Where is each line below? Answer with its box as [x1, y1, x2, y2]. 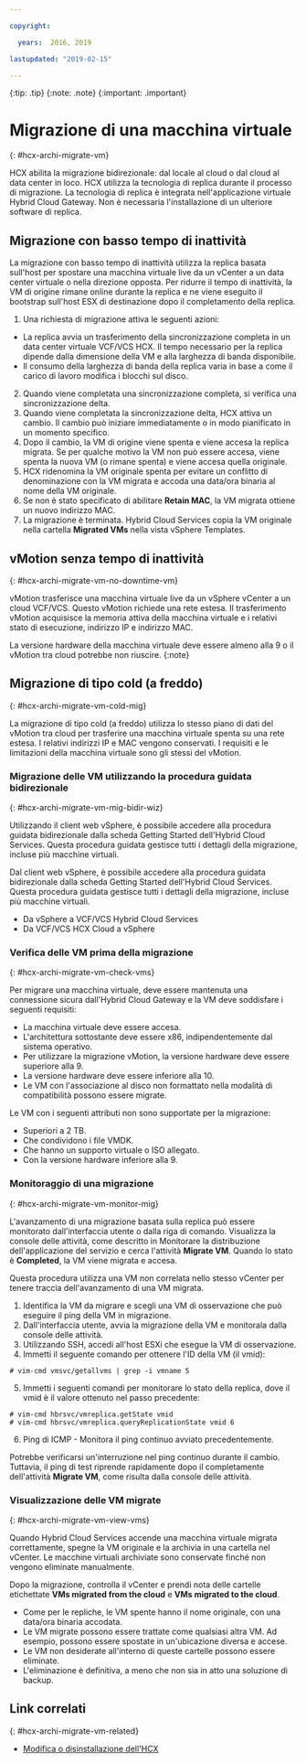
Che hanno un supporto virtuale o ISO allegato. [22, 1145, 200, 1156]
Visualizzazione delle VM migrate [9, 1493, 162, 1506]
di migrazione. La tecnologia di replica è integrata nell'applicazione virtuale [9, 187, 291, 198]
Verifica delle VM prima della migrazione [9, 946, 194, 959]
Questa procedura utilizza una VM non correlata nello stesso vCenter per [9, 1273, 285, 1284]
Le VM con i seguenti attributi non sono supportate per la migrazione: [9, 1108, 271, 1119]
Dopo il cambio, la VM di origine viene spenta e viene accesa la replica [22, 436, 290, 448]
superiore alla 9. [22, 1060, 84, 1071]
